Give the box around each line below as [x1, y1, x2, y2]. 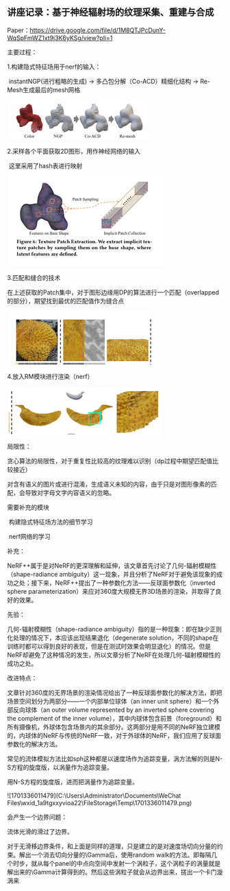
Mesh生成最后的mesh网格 [7, 85, 81, 94]
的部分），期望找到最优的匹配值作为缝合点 [7, 297, 125, 305]
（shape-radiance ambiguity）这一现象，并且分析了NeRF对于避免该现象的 [7, 570, 217, 578]
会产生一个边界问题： [7, 813, 67, 821]
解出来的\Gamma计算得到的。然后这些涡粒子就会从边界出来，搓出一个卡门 [7, 868, 217, 876]
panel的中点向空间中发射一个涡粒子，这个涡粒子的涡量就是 [54, 859, 221, 867]
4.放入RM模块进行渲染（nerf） [7, 372, 94, 380]
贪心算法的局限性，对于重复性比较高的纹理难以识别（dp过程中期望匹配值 [7, 456, 213, 465]
